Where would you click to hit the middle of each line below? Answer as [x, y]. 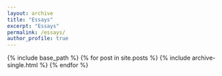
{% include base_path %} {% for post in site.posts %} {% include [99, 58]
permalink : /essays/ [37, 32]
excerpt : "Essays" [33, 26]
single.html [23, 65]
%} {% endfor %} [64, 65]
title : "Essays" [30, 20]
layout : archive [30, 13]
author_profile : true [38, 39]
